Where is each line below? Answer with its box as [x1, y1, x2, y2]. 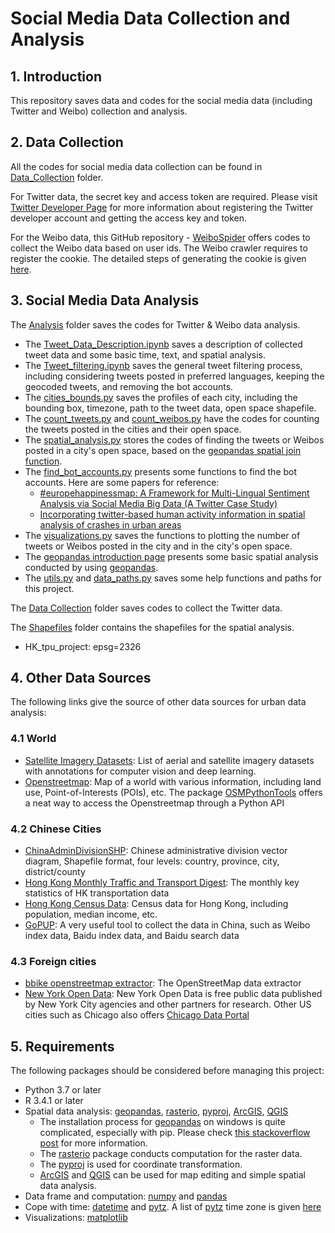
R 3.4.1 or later [24, 1095, 84, 1107]
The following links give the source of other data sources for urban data [10, 696, 307, 708]
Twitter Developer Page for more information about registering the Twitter [10, 201, 314, 213]
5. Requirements [10, 1038, 115, 1055]
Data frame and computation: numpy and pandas [24, 1190, 228, 1202]
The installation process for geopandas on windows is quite [39, 1116, 286, 1128]
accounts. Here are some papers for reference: [24, 476, 220, 488]
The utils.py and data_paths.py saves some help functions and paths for [24, 572, 322, 584]
